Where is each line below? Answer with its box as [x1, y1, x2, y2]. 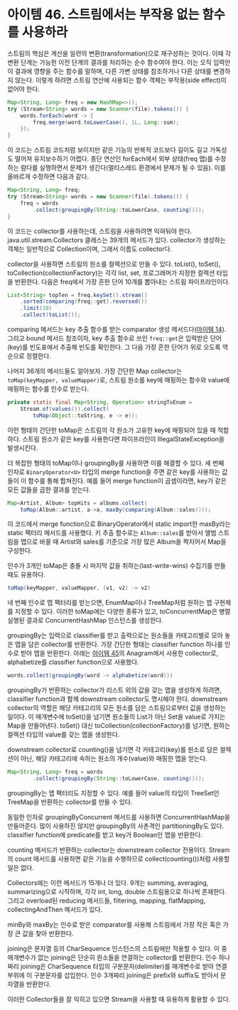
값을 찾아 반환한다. [22, 929, 74, 938]
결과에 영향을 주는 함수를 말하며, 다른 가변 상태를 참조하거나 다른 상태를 [14, 67, 212, 75]
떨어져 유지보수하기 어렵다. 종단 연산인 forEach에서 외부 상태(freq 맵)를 [14, 154, 213, 163]
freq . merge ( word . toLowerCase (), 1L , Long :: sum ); [33, 119, 180, 126]
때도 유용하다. [7, 570, 46, 579]
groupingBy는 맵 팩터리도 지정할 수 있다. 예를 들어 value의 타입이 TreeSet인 [7, 788, 220, 797]
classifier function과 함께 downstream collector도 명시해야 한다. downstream [7, 694, 228, 704]
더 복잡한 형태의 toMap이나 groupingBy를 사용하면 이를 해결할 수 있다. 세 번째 [7, 458, 225, 467]
